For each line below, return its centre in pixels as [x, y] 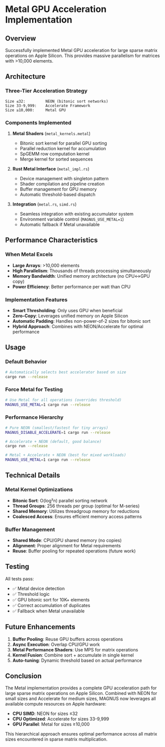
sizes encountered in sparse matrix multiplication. [56, 739]
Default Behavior [26, 362]
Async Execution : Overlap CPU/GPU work [56, 644]
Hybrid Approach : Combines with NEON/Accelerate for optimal [78, 326]
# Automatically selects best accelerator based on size [66, 372]
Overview [21, 38]
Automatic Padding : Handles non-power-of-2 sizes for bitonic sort [81, 321]
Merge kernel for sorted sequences [56, 159]
